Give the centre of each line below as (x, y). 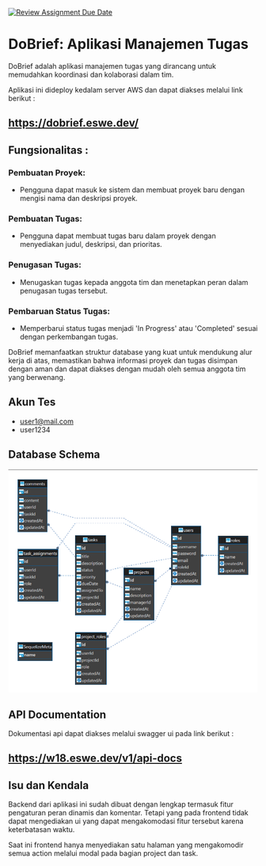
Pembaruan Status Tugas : (59, 311)
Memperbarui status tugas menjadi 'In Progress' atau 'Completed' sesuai (139, 328)
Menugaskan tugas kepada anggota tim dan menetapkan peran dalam (134, 282)
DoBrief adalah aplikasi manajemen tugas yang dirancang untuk (112, 66)
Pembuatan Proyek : (47, 173)
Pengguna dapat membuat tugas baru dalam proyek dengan (118, 236)
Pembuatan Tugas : (46, 218)
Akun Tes (32, 403)
